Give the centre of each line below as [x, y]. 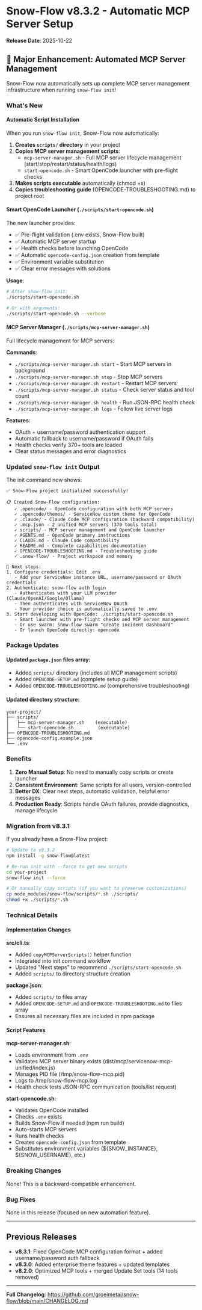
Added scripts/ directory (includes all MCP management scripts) [96, 673]
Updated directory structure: [43, 699]
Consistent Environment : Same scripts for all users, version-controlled [103, 785]
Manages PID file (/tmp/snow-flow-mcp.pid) [70, 1074]
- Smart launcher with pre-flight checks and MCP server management [102, 620]
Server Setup [40, 24]
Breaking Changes [34, 1170]
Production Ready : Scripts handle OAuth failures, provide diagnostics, [102, 804]
